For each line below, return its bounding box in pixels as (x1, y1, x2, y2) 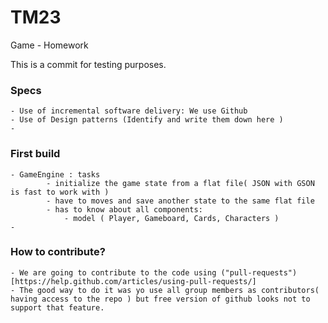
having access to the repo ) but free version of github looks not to (10, 294, 311, 304)
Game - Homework (10, 39, 89, 51)
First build (10, 147, 61, 161)
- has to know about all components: (46, 204, 203, 215)
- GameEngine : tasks (10, 169, 101, 180)
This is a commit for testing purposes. (10, 58, 167, 70)
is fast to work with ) (10, 187, 110, 197)
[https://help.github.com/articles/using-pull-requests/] (10, 276, 257, 286)
